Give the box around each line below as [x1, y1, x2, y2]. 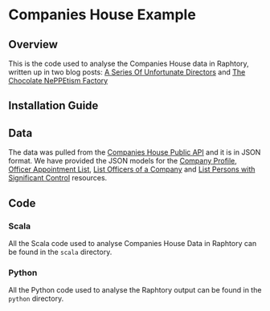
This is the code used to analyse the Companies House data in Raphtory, [8, 59, 249, 68]
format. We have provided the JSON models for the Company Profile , [8, 156, 237, 166]
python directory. [8, 294, 64, 304]
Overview [8, 38, 59, 51]
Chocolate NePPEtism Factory [8, 76, 108, 85]
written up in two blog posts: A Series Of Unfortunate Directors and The [8, 67, 246, 77]
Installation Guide [8, 99, 99, 113]
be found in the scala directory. [8, 247, 112, 256]
